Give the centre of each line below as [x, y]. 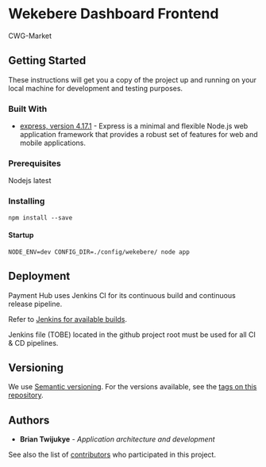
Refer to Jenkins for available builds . [68, 319]
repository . [26, 395]
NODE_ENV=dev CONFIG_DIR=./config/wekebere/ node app [99, 252]
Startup [21, 235]
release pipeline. [35, 304]
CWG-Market [30, 36]
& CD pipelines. [33, 343]
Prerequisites [35, 163]
